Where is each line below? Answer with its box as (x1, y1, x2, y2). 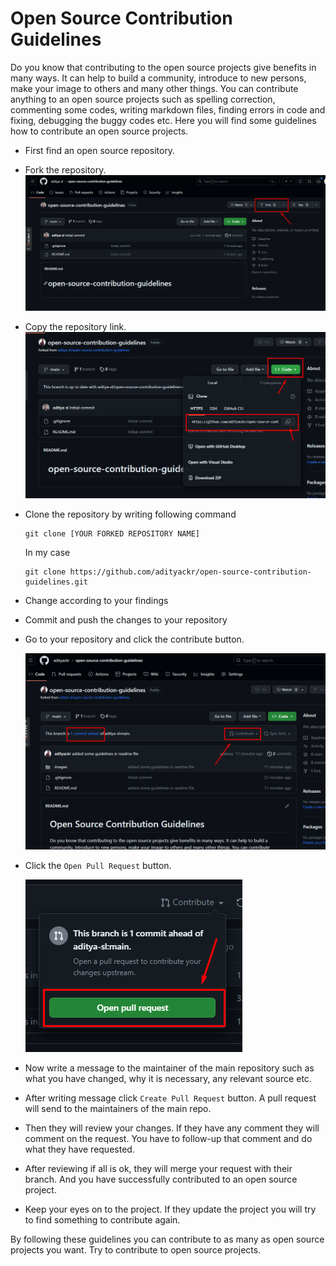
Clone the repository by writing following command (24, 508, 237, 520)
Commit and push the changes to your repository (24, 613, 228, 626)
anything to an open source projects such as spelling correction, (10, 93, 276, 105)
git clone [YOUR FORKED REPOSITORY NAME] (24, 528, 200, 539)
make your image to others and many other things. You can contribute (10, 82, 299, 94)
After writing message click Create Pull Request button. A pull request (24, 1092, 317, 1104)
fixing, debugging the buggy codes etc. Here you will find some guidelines (10, 114, 317, 126)
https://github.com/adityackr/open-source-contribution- (69, 567, 312, 577)
